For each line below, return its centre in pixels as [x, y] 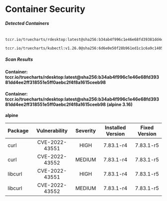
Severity [85, 131]
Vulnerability [52, 131]
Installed [116, 128]
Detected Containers [27, 23]
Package [18, 131]
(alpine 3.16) [120, 104]
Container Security [45, 9]
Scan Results [19, 59]
